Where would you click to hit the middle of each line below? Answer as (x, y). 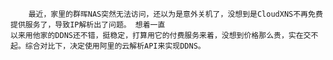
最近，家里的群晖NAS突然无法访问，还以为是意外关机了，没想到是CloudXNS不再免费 (175, 14)
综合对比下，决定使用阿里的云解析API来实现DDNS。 (115, 46)
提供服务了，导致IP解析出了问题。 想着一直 (88, 25)
